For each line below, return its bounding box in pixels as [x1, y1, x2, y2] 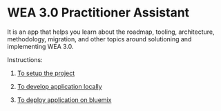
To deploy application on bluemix [17, 95, 112, 104]
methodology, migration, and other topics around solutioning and [7, 34, 192, 43]
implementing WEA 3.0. [7, 42, 74, 50]
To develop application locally [17, 82, 102, 90]
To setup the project [17, 69, 75, 77]
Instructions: [7, 55, 43, 63]
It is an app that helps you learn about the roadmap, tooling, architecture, [7, 28, 215, 36]
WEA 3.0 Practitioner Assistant [7, 5, 190, 21]
